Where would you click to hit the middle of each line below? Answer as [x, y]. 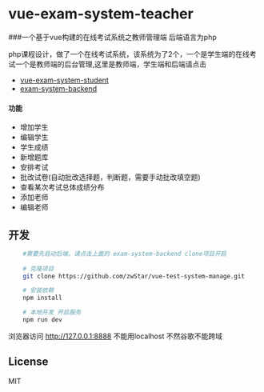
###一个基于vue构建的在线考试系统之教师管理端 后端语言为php [113, 37]
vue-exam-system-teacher [101, 14]
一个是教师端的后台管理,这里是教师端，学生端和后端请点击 [111, 64]
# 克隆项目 [38, 269]
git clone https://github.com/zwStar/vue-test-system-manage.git [134, 276]
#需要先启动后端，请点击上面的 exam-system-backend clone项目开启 [124, 254]
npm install [42, 298]
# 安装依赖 [38, 290]
